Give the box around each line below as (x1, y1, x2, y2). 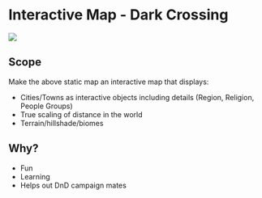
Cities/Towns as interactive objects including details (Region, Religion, (19, 92, 255, 102)
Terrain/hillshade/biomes (19, 118, 104, 128)
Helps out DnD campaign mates (19, 180, 127, 190)
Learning (19, 171, 50, 181)
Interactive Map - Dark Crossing (8, 6, 229, 24)
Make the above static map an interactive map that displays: (8, 77, 209, 86)
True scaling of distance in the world (19, 109, 144, 119)
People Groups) (19, 101, 73, 111)
